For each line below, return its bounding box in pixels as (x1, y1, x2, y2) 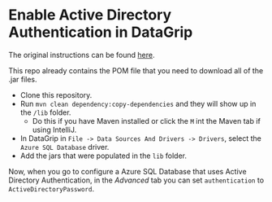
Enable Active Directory (8, 6, 172, 24)
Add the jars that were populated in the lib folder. (19, 151, 187, 160)
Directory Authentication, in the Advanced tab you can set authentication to (8, 175, 265, 185)
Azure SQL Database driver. (19, 142, 110, 151)
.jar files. (8, 74, 38, 84)
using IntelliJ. (32, 125, 77, 134)
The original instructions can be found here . (8, 50, 155, 59)
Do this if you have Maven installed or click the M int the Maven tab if (32, 116, 261, 125)
